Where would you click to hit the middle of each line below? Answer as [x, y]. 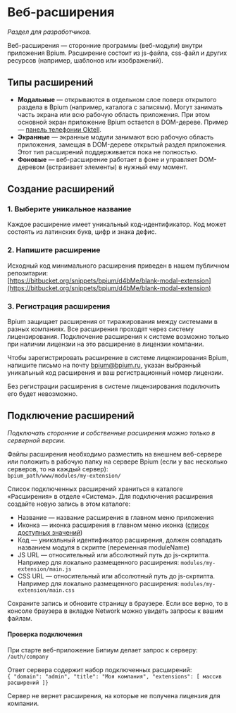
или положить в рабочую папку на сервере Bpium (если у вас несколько [117, 461]
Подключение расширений [71, 416]
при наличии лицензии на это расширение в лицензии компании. [106, 344]
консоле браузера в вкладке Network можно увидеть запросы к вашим [115, 611]
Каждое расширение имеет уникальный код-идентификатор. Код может [117, 224]
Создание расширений [61, 189]
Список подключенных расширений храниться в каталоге [95, 489]
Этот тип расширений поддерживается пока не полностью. [107, 151]
